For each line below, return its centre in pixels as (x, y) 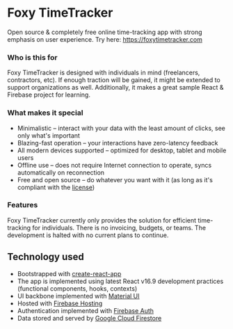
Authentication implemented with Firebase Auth (86, 310)
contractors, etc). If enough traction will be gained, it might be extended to (114, 80)
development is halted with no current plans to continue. (88, 235)
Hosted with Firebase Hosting (60, 303)
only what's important (48, 135)
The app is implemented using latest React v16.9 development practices (120, 281)
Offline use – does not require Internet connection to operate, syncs (114, 165)
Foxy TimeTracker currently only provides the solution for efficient (102, 220)
